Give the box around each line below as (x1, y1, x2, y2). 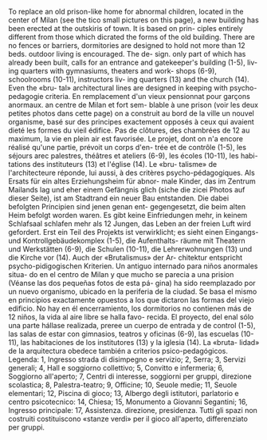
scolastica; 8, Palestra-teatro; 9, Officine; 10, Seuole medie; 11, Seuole (8, 380, 238, 390)
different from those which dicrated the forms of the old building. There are (8, 32, 255, 42)
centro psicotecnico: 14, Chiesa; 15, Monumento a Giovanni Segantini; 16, (8, 397, 249, 406)
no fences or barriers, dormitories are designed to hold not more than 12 (8, 41, 245, 50)
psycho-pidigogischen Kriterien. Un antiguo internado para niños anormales (8, 261, 258, 271)
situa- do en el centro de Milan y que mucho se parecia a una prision (8, 270, 234, 279)
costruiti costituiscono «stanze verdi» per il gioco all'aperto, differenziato (8, 414, 249, 423)
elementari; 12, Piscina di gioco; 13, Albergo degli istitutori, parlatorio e (8, 389, 239, 398)
